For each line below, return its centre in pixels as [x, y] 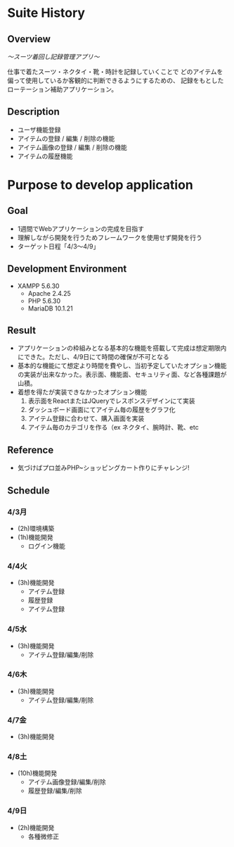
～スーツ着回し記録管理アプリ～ [53, 57]
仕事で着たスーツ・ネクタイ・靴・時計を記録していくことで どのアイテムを [115, 71]
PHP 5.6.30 [44, 301]
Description [33, 112]
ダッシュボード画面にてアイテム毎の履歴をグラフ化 [102, 410]
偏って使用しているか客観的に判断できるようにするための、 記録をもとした [116, 80]
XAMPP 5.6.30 [38, 286]
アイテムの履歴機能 [45, 156]
